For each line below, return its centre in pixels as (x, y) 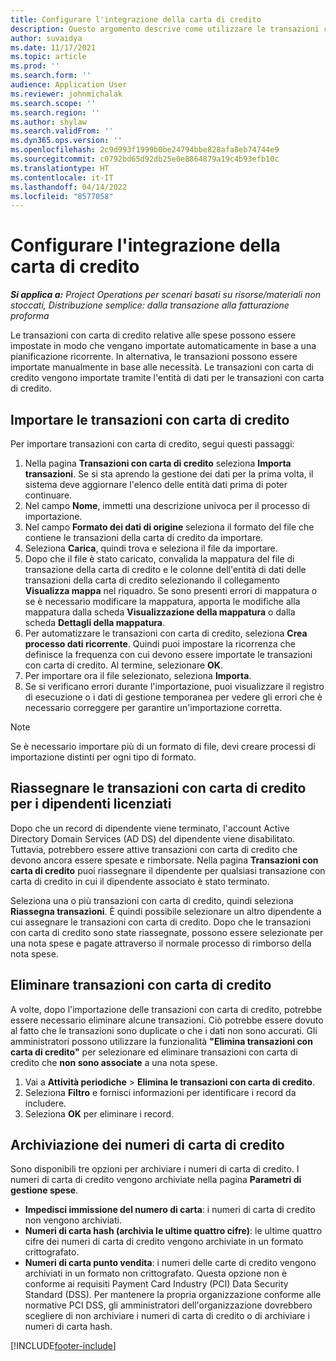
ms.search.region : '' (55, 112)
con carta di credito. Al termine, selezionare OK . (123, 665)
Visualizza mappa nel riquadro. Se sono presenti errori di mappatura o (171, 590)
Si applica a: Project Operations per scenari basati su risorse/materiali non (165, 295)
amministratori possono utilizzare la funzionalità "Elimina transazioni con (161, 1041)
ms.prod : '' (35, 66)
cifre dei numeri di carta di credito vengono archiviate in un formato (164, 1242)
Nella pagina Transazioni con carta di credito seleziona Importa (158, 463)
